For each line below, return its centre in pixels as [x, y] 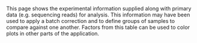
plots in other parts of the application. [53, 34]
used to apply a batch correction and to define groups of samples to [91, 21]
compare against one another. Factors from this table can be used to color [98, 27]
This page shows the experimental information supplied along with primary [99, 9]
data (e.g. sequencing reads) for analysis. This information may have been [98, 15]
